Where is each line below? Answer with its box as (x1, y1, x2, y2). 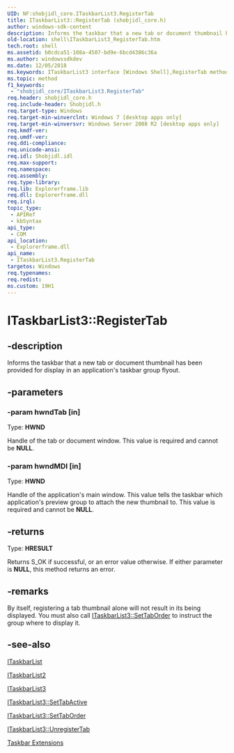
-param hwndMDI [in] (7, 461, 81, 471)
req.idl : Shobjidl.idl (7, 153, 73, 160)
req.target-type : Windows (7, 107, 82, 114)
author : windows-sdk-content (7, 23, 92, 30)
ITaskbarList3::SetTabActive (7, 698, 88, 706)
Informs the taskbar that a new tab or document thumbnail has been (7, 358, 203, 367)
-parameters (7, 386, 63, 398)
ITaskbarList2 (7, 671, 47, 679)
